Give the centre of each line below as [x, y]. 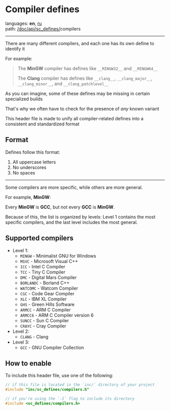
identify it [15, 49]
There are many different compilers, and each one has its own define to [80, 43]
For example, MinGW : [28, 197]
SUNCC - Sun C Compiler [45, 320]
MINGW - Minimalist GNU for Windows [58, 256]
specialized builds [24, 99]
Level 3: [21, 342]
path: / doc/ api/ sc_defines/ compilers [43, 28]
